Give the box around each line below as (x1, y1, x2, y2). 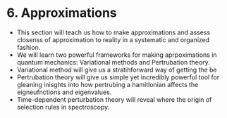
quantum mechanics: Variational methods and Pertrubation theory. (16, 58, 210, 66)
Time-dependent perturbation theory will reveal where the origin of (16, 95, 212, 103)
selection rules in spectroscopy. (16, 103, 110, 111)
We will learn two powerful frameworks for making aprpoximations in (16, 51, 217, 59)
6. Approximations (6, 5, 117, 21)
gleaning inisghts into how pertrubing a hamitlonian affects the (16, 80, 199, 88)
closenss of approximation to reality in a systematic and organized (16, 35, 210, 44)
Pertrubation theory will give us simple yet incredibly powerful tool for (16, 72, 220, 81)
